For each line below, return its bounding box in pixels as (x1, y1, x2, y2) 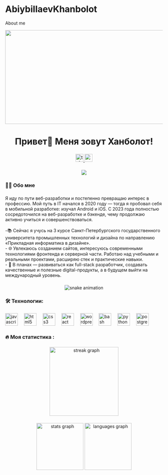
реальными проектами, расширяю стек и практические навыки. (5, 256, 143, 262)
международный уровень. (5, 272, 61, 278)
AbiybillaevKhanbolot (5, 4, 97, 15)
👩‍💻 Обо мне (5, 182, 35, 189)
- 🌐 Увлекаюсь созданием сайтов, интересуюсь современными (5, 245, 143, 251)
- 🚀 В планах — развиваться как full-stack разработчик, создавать (5, 261, 147, 267)
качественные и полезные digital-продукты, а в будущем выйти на (5, 267, 148, 273)
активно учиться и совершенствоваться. (5, 216, 93, 222)
